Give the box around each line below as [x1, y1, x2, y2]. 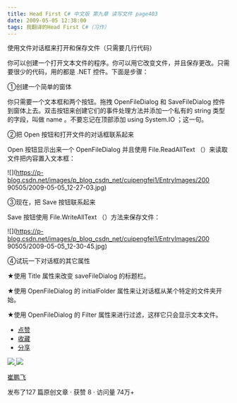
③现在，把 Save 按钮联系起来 [7, 198, 96, 206]
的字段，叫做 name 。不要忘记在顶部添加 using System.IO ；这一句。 [7, 115, 208, 124]
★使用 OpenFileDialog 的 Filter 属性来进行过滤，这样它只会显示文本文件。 [7, 310, 222, 319]
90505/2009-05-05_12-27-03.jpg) [7, 183, 107, 192]
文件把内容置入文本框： [7, 154, 75, 163]
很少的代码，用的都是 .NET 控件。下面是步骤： [13, 68, 149, 76]
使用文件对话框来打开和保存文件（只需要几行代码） [7, 44, 156, 52]
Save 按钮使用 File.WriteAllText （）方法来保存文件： [7, 213, 161, 221]
